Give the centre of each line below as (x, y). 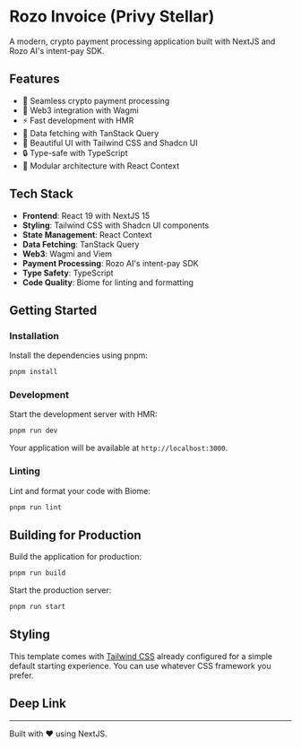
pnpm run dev (34, 431)
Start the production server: (60, 590)
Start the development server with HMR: (83, 414)
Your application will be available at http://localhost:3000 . (119, 448)
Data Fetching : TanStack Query (81, 244)
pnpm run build (38, 573)
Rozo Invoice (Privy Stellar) (112, 17)
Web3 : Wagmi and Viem (67, 254)
